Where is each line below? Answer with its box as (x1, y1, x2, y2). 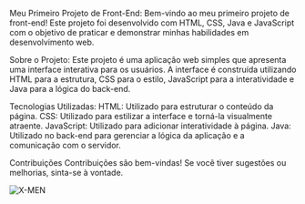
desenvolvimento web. (9, 36, 95, 47)
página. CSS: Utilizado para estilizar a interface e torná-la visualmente (9, 111, 273, 121)
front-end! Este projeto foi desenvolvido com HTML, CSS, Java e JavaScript (9, 17, 295, 28)
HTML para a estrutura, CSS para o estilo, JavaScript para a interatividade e (9, 74, 294, 85)
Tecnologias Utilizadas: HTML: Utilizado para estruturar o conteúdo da (9, 101, 274, 112)
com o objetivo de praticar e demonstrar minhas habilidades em (9, 27, 249, 37)
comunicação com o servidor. (9, 140, 121, 150)
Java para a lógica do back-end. (9, 84, 131, 94)
